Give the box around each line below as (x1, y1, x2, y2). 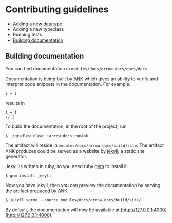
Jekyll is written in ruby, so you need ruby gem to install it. (5, 163, 128, 169)
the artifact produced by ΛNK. (5, 188, 69, 194)
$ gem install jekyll (5, 173, 52, 178)
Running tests (12, 31, 42, 38)
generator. (5, 153, 27, 159)
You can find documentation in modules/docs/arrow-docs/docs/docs (5, 65, 147, 71)
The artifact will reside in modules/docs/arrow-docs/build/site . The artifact (5, 142, 164, 148)
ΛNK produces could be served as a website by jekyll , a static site (5, 147, 145, 154)
